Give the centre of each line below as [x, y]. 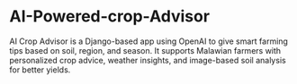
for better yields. [40, 70]
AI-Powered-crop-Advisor [109, 17]
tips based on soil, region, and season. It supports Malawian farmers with [145, 50]
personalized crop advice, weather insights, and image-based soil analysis [148, 60]
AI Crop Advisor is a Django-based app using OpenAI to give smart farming [148, 41]
